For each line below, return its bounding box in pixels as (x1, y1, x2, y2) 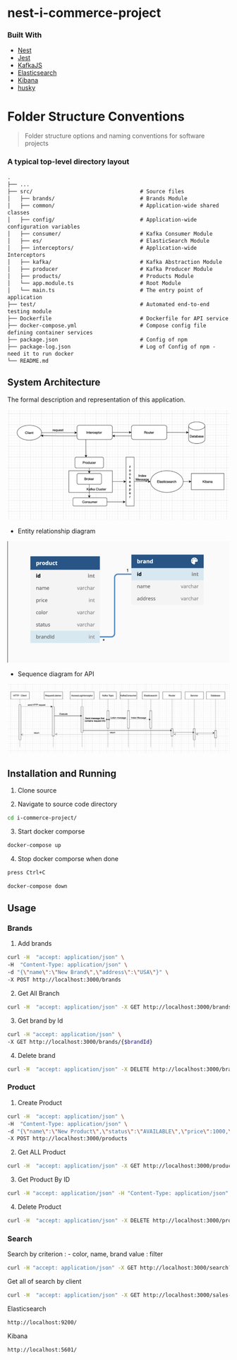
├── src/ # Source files (7, 188, 185, 195)
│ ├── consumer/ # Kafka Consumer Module (7, 230, 213, 237)
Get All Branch (17, 989, 60, 997)
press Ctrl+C (7, 869, 46, 877)
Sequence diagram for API (17, 669, 95, 678)
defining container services (7, 329, 93, 336)
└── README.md (7, 357, 49, 364)
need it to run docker (7, 350, 74, 357)
